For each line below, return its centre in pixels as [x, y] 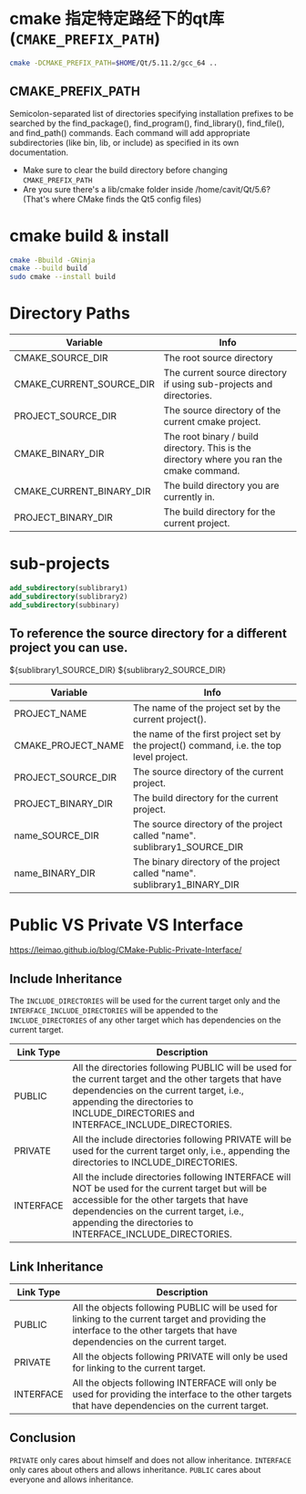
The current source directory [225, 373]
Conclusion [43, 1438]
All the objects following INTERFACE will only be [175, 1383]
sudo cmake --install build [63, 277]
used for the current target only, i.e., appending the [181, 1151]
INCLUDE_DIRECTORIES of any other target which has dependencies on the [145, 1020]
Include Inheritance [66, 978]
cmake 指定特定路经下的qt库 [117, 19]
